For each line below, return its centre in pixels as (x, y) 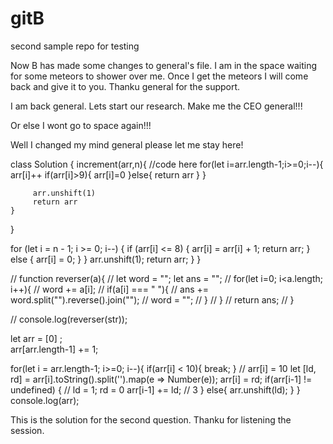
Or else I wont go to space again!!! (81, 125)
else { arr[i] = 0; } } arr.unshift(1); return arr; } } (106, 259)
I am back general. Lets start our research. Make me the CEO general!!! (156, 106)
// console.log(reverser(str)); (69, 319)
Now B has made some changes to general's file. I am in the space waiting (164, 65)
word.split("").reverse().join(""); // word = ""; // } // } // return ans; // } (152, 299)
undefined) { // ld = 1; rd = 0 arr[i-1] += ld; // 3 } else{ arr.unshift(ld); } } (155, 389)
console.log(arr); (45, 400)
